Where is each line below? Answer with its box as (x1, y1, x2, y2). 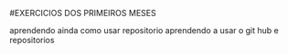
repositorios (9, 35, 55, 45)
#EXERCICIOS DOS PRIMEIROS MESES (9, 8, 157, 18)
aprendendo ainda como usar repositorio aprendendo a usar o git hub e (9, 25, 279, 35)
